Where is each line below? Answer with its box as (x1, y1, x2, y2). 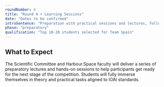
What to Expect (5, 48, 53, 56)
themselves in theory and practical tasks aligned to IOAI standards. (5, 76, 140, 82)
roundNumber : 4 (5, 7, 36, 12)
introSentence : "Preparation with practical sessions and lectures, (5, 21, 147, 26)
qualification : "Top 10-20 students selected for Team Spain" (5, 30, 134, 35)
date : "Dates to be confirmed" (5, 16, 69, 21)
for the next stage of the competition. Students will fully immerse (5, 71, 136, 77)
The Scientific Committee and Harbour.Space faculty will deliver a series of (5, 61, 156, 66)
